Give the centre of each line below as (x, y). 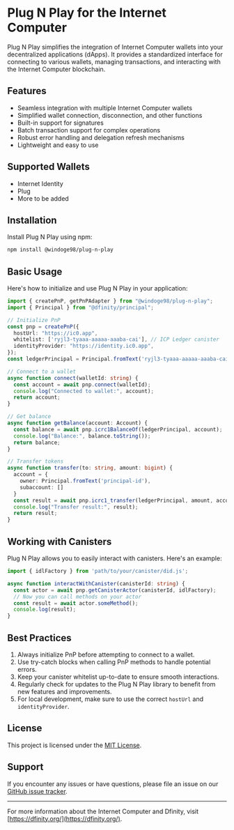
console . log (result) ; (45, 610)
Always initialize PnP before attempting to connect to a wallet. (106, 654)
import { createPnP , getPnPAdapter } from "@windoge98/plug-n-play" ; (110, 301)
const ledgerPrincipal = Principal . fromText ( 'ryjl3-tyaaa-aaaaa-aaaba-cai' (119, 359)
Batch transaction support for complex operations (89, 130)
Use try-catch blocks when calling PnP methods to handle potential (114, 662)
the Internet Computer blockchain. (56, 69)
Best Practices (39, 638)
